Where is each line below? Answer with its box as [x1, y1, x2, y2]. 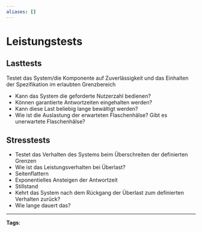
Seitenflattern [14, 170, 49, 177]
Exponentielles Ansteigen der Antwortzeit [14, 176, 118, 183]
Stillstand [14, 183, 38, 190]
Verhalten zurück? [14, 195, 61, 203]
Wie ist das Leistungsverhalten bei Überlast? [14, 164, 126, 171]
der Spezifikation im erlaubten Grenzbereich [6, 80, 116, 88]
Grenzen [14, 157, 37, 165]
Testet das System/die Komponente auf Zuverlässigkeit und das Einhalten [6, 74, 189, 82]
